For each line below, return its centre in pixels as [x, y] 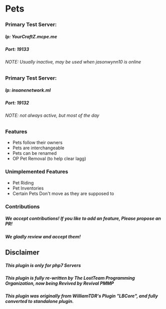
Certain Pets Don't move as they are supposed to [63, 193]
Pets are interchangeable [38, 148]
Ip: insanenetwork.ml [28, 90]
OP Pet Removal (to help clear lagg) [49, 159]
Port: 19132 [17, 103]
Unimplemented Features [37, 172]
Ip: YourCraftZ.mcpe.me [31, 36]
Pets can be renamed [34, 153]
